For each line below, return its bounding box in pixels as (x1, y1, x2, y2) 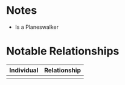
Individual (9, 66, 39, 74)
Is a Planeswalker (14, 23, 59, 31)
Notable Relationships (6, 44, 120, 58)
